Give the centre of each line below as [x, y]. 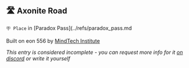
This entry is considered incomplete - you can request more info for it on [94, 52]
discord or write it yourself [38, 58]
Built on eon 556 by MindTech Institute [53, 40]
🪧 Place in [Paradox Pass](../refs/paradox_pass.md [69, 28]
